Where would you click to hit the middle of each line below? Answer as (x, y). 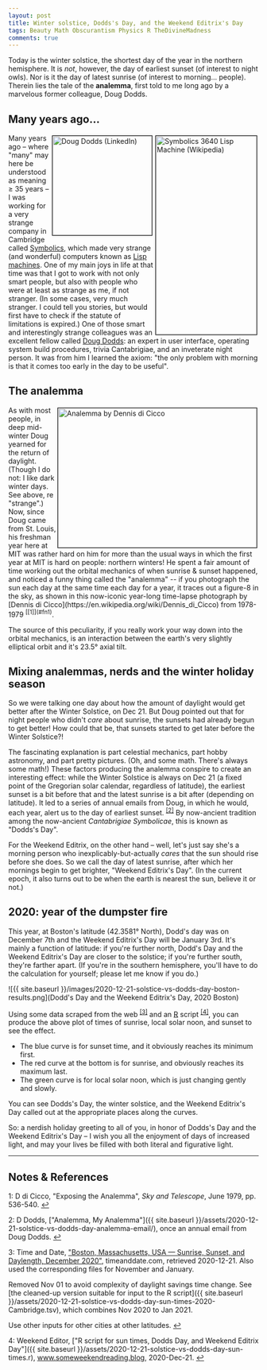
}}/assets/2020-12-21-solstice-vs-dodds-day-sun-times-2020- (112, 1302)
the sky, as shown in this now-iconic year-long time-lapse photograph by (128, 596)
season (27, 684)
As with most (30, 410)
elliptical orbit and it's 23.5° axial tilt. (68, 646)
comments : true (33, 38)
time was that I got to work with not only (74, 273)
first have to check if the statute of (65, 315)
